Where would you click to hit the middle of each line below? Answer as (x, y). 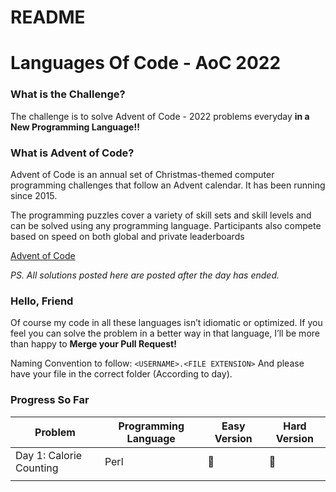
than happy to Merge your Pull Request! (93, 344)
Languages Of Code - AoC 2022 (146, 63)
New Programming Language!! (75, 127)
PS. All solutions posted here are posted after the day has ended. (145, 275)
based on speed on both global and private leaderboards (127, 236)
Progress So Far (50, 400)
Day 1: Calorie (49, 455)
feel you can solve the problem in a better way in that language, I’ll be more (165, 333)
